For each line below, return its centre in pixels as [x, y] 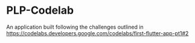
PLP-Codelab [40, 10]
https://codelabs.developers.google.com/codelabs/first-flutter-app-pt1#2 [97, 33]
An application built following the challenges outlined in [75, 27]
